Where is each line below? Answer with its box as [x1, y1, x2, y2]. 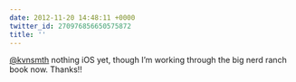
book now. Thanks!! [9, 64, 83, 75]
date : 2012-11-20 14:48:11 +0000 [9, 13, 136, 23]
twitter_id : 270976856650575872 [9, 22, 131, 31]
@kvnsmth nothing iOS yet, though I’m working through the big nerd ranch [9, 55, 287, 66]
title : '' [9, 30, 47, 39]
